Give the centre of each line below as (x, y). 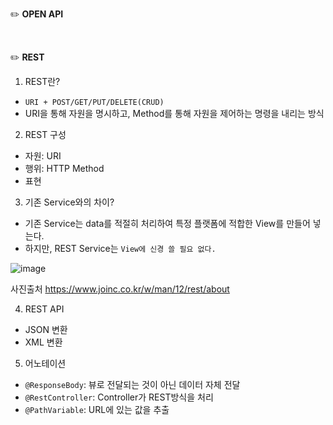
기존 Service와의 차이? (69, 202)
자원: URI (43, 156)
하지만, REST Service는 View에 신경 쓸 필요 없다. (120, 248)
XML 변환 (43, 342)
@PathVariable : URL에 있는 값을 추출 (97, 409)
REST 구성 (45, 134)
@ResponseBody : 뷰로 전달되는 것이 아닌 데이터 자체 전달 (132, 384)
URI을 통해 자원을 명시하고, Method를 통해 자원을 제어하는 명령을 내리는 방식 (174, 113)
